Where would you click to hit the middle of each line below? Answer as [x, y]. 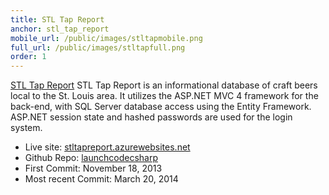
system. [26, 128]
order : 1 [28, 57]
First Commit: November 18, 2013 [93, 168]
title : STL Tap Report [57, 19]
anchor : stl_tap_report [60, 29]
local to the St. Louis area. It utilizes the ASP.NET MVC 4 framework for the [164, 96]
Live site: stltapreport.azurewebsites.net [107, 147]
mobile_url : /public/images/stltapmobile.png [106, 38]
